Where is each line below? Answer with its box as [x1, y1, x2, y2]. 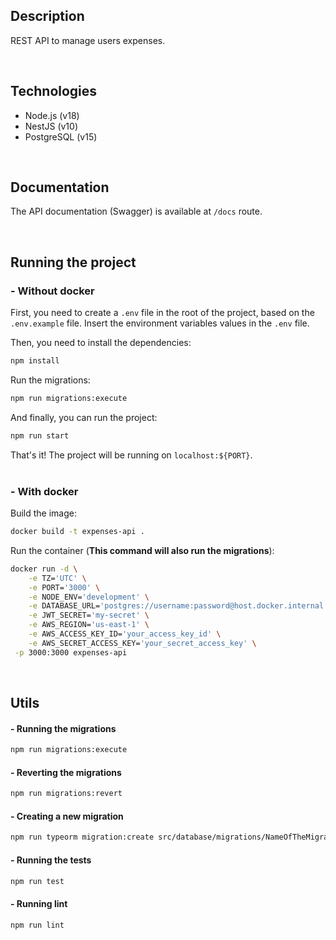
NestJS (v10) [24, 120, 78, 132]
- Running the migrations [10, 722, 117, 734]
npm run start [10, 430, 70, 441]
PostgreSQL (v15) [24, 130, 98, 143]
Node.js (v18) [24, 109, 80, 121]
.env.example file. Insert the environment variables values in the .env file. [10, 317, 310, 329]
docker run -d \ [10, 564, 78, 574]
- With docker [10, 484, 79, 498]
